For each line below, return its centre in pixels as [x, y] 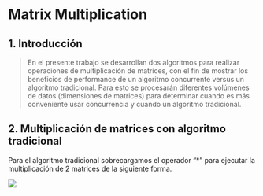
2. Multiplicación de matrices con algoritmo [117, 129]
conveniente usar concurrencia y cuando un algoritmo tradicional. [134, 104]
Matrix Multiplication [78, 15]
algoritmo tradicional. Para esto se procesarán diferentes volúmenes [138, 87]
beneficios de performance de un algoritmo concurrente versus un [136, 79]
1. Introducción [45, 44]
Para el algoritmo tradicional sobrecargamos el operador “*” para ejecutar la [132, 160]
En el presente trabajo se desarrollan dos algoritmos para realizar [133, 62]
